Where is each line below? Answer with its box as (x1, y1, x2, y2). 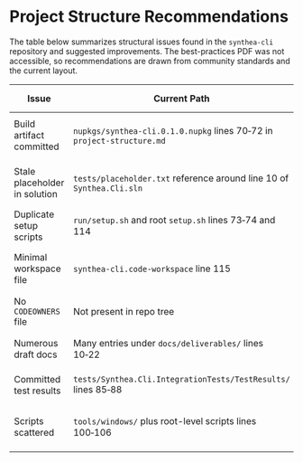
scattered (14, 426, 55, 438)
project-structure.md (73, 136, 166, 146)
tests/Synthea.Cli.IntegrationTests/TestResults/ (73, 373, 290, 384)
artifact (14, 128, 45, 141)
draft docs (14, 348, 58, 361)
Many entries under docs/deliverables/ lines (73, 336, 264, 349)
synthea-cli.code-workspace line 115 (73, 262, 232, 275)
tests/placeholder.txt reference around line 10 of (73, 172, 289, 184)
